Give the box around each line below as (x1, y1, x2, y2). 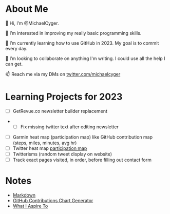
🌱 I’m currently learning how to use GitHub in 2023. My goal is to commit (5, 40, 159, 46)
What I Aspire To (12, 203, 48, 209)
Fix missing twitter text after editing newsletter (20, 124, 119, 130)
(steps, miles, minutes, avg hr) (12, 140, 77, 146)
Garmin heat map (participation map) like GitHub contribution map (12, 134, 153, 140)
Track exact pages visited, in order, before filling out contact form (12, 157, 152, 163)
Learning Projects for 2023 (5, 91, 123, 103)
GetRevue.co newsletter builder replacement (12, 108, 108, 114)
